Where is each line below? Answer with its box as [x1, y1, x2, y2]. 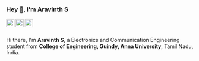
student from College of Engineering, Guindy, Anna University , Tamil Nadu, [6, 43, 194, 50]
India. [6, 49, 20, 56]
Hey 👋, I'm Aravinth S [6, 5, 69, 14]
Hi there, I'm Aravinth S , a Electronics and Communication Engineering [6, 37, 180, 44]
